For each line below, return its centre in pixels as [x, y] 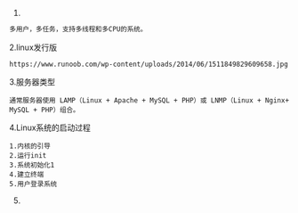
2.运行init [28, 155]
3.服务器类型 [32, 82]
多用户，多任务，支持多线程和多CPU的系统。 [78, 29]
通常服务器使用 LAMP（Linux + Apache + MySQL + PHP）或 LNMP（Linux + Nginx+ [149, 100]
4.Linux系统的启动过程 [50, 127]
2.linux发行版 [33, 47]
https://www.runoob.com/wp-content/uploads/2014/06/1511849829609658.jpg [149, 64]
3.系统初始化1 [32, 165]
